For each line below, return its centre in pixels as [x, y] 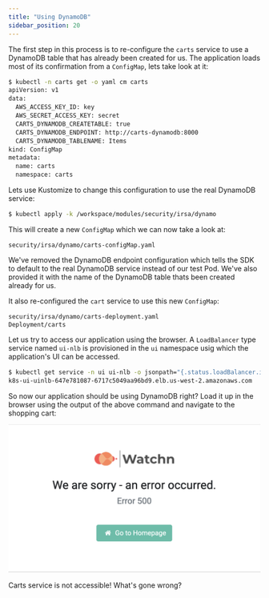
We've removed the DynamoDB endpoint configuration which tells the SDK [131, 259]
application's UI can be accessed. [64, 356]
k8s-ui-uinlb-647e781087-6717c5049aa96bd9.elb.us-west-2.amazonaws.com [130, 380]
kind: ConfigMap [35, 149]
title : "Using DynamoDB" [50, 17]
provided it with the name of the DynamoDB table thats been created [122, 277]
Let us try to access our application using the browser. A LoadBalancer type [132, 339]
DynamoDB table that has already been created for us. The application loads [134, 58]
